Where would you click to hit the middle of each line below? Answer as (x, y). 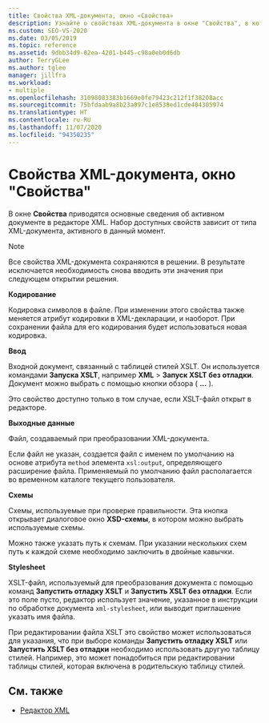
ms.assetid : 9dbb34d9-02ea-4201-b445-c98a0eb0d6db (94, 53)
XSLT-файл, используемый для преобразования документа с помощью (131, 582)
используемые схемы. (47, 527)
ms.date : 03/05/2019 (43, 38)
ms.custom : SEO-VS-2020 (48, 30)
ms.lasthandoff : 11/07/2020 (55, 127)
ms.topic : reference (43, 46)
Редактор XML (45, 710)
